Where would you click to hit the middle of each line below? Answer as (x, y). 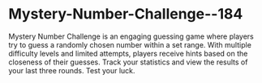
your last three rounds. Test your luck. (72, 70)
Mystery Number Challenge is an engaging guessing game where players (131, 36)
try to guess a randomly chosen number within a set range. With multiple (130, 44)
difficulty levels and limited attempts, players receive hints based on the (128, 53)
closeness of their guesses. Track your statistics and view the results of (128, 62)
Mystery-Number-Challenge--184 (126, 14)
